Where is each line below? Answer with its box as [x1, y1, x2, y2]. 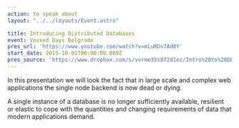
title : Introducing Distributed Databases [7, 30, 135, 37]
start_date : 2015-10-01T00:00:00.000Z [7, 50, 122, 57]
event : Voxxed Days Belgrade [7, 36, 94, 43]
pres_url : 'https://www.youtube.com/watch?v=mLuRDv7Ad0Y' [7, 43, 183, 50]
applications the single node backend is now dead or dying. [7, 83, 183, 92]
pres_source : [7, 56, 46, 64]
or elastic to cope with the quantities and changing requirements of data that [7, 105, 232, 113]
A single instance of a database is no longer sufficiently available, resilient [7, 97, 224, 105]
